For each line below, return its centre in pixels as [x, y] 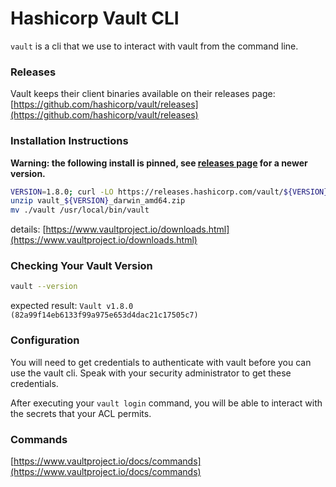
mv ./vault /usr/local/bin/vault [80, 210]
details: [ [28, 229]
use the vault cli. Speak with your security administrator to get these [151, 373]
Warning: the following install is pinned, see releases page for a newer [159, 163]
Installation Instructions [69, 141]
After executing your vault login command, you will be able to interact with [166, 403]
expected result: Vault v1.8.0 [72, 306]
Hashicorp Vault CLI [95, 18]
